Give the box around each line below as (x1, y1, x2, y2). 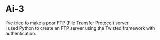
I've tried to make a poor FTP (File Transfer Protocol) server (5, 20, 129, 26)
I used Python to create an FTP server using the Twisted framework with (5, 25, 155, 31)
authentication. (5, 30, 37, 36)
